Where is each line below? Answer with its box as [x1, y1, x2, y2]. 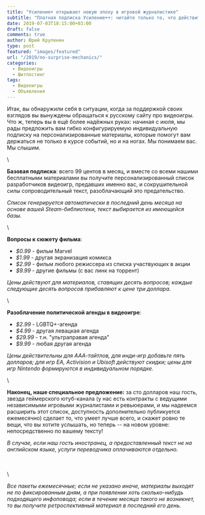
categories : [7, 60, 37, 66]
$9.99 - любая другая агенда [15, 340, 92, 347]
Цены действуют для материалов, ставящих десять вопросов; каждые [7, 278, 193, 286]
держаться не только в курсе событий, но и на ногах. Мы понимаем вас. [7, 137, 197, 145]
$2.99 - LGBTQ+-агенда [15, 320, 78, 328]
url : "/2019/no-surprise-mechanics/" [7, 54, 103, 60]
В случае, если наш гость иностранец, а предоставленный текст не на [7, 439, 192, 446]
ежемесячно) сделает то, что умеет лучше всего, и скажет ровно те [7, 414, 186, 422]
